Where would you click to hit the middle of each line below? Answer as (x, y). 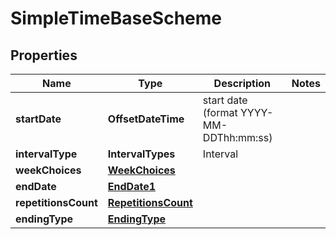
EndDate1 (132, 186)
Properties (44, 55)
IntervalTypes (141, 154)
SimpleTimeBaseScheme (116, 18)
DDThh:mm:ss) (237, 137)
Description (242, 83)
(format (220, 112)
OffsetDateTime (146, 119)
